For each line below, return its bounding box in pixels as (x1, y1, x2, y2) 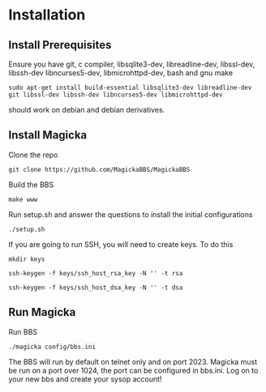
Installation (8, 6, 86, 24)
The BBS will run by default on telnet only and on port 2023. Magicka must (8, 356, 258, 366)
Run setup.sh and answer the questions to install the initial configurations (8, 209, 253, 219)
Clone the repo (8, 150, 58, 160)
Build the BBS (8, 180, 54, 190)
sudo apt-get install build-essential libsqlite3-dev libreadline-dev (8, 83, 252, 92)
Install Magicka (8, 128, 88, 143)
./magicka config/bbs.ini (8, 343, 96, 351)
